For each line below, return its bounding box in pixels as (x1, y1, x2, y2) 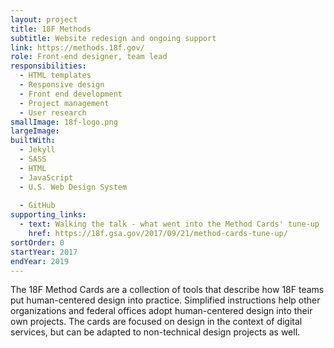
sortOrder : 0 (10, 237, 65, 248)
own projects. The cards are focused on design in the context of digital (10, 316, 303, 328)
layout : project (10, 14, 78, 25)
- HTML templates (19, 71, 92, 81)
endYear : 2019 (10, 256, 70, 266)
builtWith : (10, 136, 56, 146)
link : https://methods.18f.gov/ (10, 42, 145, 53)
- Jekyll (19, 145, 56, 155)
